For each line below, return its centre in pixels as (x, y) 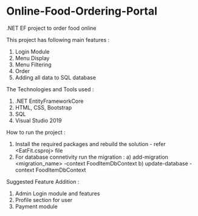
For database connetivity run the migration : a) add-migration (92, 157)
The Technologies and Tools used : (50, 89)
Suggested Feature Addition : (43, 181)
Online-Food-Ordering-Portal (82, 11)
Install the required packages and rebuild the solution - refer (90, 144)
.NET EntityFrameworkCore (49, 101)
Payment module (36, 206)
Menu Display (32, 58)
